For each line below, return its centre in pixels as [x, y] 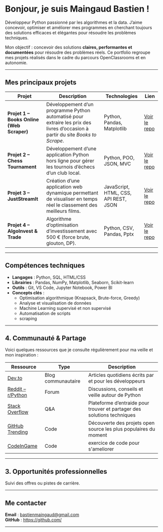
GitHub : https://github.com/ [33, 520]
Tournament [22, 167]
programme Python [68, 110]
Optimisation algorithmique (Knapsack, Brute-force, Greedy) [80, 298]
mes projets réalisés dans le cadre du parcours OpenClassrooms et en [75, 57]
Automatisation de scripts [45, 313]
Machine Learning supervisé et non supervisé [65, 308]
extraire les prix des [68, 122]
